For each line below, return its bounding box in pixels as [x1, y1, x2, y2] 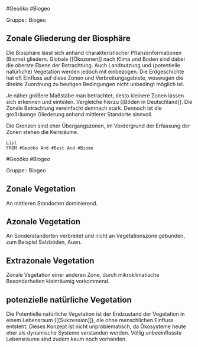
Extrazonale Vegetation [6, 256, 95, 266]
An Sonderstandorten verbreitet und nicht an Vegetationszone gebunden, [6, 233, 185, 240]
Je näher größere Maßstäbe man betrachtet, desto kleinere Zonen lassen [6, 91, 184, 99]
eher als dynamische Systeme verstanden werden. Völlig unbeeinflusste [6, 329, 182, 336]
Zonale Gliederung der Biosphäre [6, 34, 131, 44]
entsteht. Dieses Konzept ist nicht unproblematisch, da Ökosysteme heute [6, 323, 186, 330]
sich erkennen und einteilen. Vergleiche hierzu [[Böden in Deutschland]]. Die [6, 98, 193, 105]
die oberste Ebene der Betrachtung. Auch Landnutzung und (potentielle [6, 61, 180, 68]
